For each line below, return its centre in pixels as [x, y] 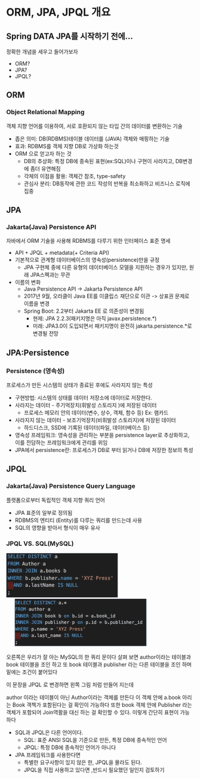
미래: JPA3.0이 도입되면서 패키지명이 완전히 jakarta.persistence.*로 [112, 326]
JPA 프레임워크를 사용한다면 [47, 754]
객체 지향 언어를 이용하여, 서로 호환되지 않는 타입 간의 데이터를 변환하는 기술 [95, 126]
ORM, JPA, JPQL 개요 [59, 12]
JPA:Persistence [38, 352]
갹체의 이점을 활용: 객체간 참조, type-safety [75, 176]
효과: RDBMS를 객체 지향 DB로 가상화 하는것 [67, 146]
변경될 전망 [45, 334]
